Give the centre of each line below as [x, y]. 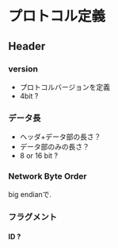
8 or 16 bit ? [38, 156]
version [23, 68]
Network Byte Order [48, 176]
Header [27, 46]
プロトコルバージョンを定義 [65, 87]
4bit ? [29, 95]
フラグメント [33, 217]
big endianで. [30, 195]
